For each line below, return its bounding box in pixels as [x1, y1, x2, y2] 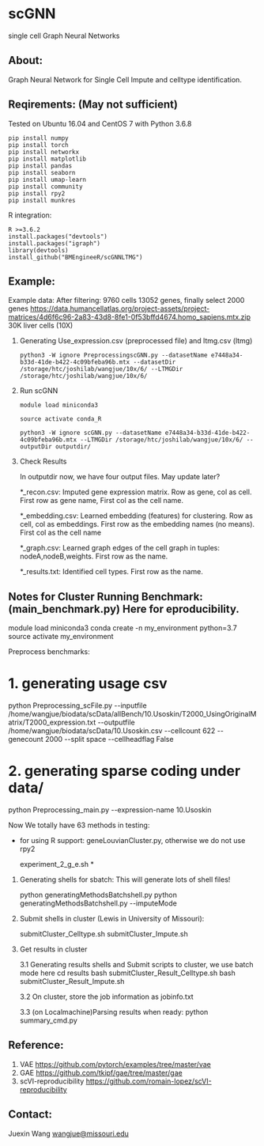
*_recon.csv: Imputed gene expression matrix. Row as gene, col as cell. [19, 487, 252, 497]
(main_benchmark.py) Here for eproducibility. [8, 602, 239, 615]
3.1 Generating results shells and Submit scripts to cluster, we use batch [19, 960, 255, 970]
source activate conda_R [19, 415, 102, 423]
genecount [8, 735, 43, 744]
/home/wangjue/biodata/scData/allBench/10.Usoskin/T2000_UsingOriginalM [8, 709, 257, 719]
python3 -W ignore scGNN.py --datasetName [19, 429, 162, 437]
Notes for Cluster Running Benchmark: [8, 590, 203, 603]
